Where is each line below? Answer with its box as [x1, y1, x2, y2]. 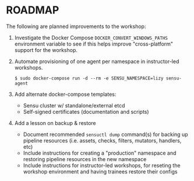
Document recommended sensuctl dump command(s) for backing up [23, 131, 188, 138]
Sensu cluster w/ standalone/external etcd [23, 102, 125, 109]
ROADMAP [6, 4, 59, 17]
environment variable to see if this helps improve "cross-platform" [14, 40, 174, 47]
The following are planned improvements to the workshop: [6, 23, 146, 30]
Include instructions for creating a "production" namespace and [23, 149, 177, 156]
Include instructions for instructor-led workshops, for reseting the [23, 162, 181, 169]
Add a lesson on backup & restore [14, 119, 96, 126]
